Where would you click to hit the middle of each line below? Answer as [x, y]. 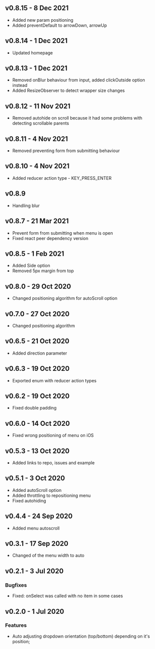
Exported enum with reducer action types [54, 380]
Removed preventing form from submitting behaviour [66, 151]
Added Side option [31, 266]
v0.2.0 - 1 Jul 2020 [35, 611]
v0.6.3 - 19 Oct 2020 [37, 369]
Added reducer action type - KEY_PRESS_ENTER [62, 178]
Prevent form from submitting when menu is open [62, 233]
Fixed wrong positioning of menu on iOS [53, 435]
